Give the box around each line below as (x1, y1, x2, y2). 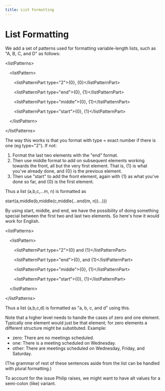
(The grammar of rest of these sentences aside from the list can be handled (5, 360, 160, 366)
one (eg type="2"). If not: (5, 142, 57, 148)
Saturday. (12, 350, 32, 356)
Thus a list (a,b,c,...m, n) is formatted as (5, 188, 87, 194)
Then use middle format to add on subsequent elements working (12, 157, 145, 163)
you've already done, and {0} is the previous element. (12, 168, 122, 174)
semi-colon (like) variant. (5, 380, 56, 386)
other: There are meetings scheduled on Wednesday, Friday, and (12, 345, 145, 351)
